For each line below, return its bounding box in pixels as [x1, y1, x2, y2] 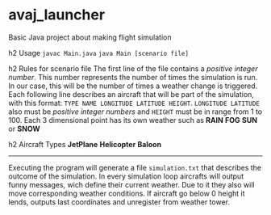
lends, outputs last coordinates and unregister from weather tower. [8, 196, 231, 207]
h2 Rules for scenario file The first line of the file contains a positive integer [8, 63, 258, 74]
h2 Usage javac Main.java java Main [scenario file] [8, 48, 190, 57]
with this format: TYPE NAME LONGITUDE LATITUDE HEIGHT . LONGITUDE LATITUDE [8, 98, 260, 107]
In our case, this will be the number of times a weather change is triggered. [8, 81, 258, 91]
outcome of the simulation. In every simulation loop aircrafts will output [8, 171, 244, 181]
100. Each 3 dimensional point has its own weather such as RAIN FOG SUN [8, 115, 258, 124]
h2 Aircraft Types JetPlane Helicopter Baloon [8, 139, 162, 149]
